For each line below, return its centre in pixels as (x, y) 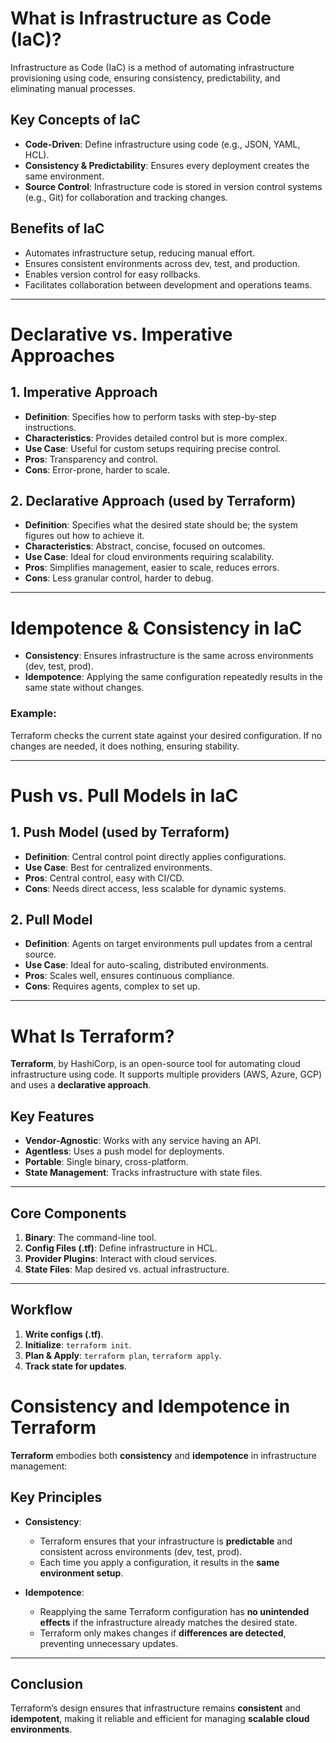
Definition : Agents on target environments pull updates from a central (168, 944)
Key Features (52, 1116)
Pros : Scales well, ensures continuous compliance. (129, 976)
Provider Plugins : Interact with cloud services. (121, 1258)
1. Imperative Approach (84, 392)
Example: (33, 714)
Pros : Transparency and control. (91, 459)
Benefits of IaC (57, 228)
